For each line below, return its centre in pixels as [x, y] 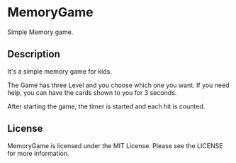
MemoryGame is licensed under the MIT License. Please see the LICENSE [115, 145]
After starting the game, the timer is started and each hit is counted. [106, 106]
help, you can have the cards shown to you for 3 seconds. [92, 92]
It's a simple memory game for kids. [60, 71]
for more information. [38, 153]
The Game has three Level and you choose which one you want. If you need [118, 85]
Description [34, 54]
